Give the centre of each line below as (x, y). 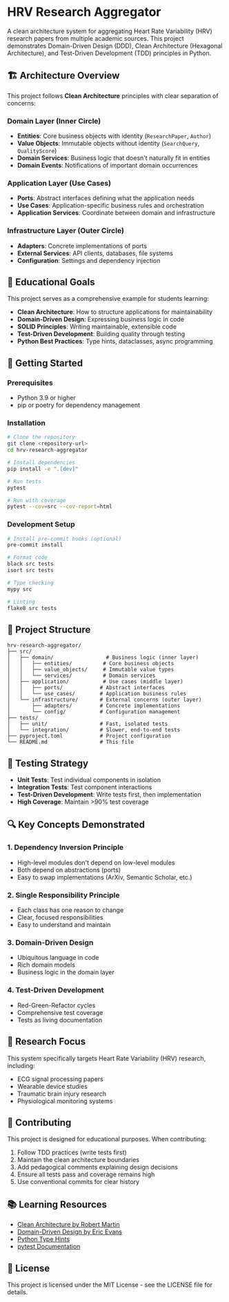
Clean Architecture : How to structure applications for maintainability (114, 312)
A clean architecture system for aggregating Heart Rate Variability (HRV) (110, 31)
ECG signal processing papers (60, 1079)
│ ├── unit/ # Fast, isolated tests (88, 724)
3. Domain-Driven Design (50, 943)
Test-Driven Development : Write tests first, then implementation (109, 795)
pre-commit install (35, 545)
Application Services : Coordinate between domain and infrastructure (116, 213)
